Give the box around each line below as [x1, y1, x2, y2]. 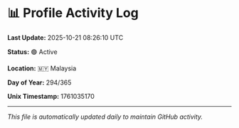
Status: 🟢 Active [7, 47, 58, 56]
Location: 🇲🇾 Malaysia [7, 64, 77, 73]
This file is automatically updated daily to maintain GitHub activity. [7, 112, 203, 121]
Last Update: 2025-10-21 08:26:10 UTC [7, 33, 124, 42]
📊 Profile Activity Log [7, 5, 139, 21]
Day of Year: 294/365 [7, 78, 72, 87]
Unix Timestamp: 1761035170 [7, 92, 95, 100]
